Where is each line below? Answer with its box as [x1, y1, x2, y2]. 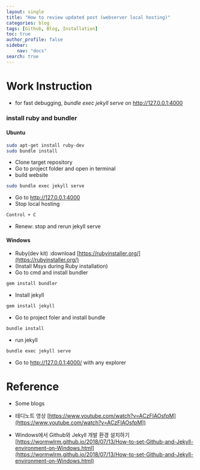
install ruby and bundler [6, 114, 77, 122]
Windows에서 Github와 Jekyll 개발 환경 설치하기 [14, 431, 130, 438]
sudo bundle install [6, 148, 58, 154]
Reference [6, 380, 59, 394]
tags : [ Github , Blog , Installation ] [6, 25, 98, 32]
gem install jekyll [6, 303, 55, 309]
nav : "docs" [17, 48, 47, 54]
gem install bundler [6, 280, 58, 287]
